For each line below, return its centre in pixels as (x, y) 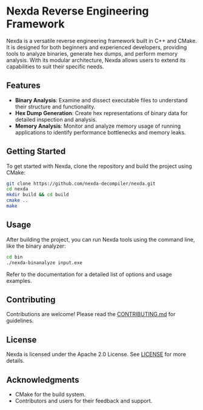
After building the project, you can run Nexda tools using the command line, (101, 239)
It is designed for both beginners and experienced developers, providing (97, 47)
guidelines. (20, 321)
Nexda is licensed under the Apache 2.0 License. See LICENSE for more (96, 354)
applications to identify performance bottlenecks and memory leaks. (100, 132)
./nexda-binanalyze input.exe (45, 263)
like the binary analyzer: (36, 246)
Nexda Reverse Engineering (78, 11)
